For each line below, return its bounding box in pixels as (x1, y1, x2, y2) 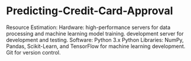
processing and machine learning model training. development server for (6, 30, 184, 37)
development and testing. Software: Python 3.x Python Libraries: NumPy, (6, 36, 184, 43)
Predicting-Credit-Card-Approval (6, 4, 173, 18)
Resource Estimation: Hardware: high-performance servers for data (6, 24, 171, 31)
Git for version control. (6, 49, 61, 56)
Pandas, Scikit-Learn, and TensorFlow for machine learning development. (6, 43, 186, 50)
